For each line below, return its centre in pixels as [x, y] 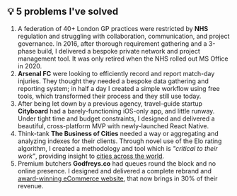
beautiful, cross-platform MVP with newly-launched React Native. [113, 125]
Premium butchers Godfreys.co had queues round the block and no [117, 163]
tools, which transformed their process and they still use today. [109, 96]
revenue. [30, 185]
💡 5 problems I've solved [63, 12]
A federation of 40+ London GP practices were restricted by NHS [113, 28]
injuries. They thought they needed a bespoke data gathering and [113, 81]
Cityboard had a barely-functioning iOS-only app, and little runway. [116, 111]
